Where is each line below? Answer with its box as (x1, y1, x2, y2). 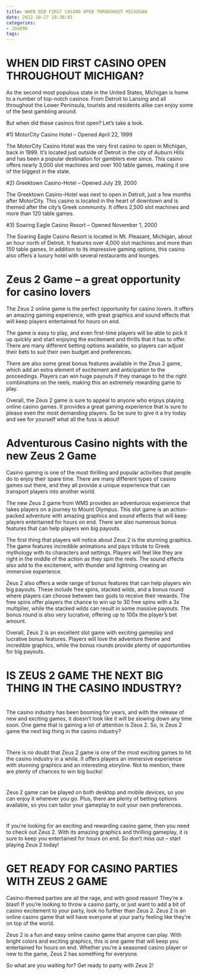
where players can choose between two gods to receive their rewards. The (6, 592, 190, 599)
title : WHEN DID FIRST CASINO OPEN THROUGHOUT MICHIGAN (6, 8, 147, 15)
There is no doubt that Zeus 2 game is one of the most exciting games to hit (6, 749, 192, 756)
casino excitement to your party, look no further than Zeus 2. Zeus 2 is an (6, 907, 186, 914)
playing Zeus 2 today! (6, 841, 59, 848)
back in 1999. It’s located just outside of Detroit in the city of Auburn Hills (6, 149, 184, 156)
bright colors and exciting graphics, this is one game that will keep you (6, 937, 179, 945)
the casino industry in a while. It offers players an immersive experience (6, 755, 182, 762)
